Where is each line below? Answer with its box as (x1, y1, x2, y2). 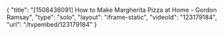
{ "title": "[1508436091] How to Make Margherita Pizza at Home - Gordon (6, 6, 217, 14)
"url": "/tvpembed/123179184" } (6, 21, 97, 28)
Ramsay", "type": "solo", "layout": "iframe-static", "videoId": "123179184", (6, 13, 217, 21)
